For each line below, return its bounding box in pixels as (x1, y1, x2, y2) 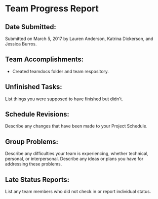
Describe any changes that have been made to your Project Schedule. (5, 123, 148, 129)
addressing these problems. (5, 161, 62, 167)
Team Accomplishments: (5, 55, 84, 64)
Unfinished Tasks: (5, 82, 63, 91)
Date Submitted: (5, 23, 56, 31)
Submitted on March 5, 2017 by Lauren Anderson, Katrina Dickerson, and (5, 36, 154, 41)
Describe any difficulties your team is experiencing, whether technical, (5, 151, 149, 157)
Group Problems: (5, 137, 58, 146)
